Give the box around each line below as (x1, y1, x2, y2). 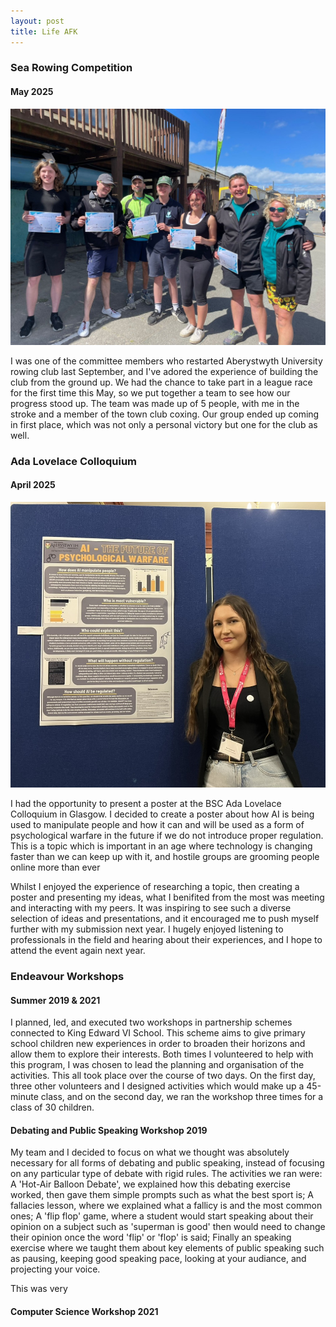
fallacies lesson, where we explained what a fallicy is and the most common (10, 1200, 323, 1212)
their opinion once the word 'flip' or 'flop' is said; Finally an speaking (10, 1231, 292, 1244)
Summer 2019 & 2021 (10, 994, 101, 1006)
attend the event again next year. (10, 945, 146, 957)
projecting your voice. (10, 1263, 101, 1275)
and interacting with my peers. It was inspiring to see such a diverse (10, 902, 292, 914)
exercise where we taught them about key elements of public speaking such (10, 1242, 325, 1254)
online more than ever (10, 861, 101, 874)
